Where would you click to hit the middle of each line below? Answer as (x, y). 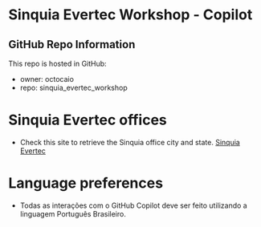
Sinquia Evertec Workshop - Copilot (130, 15)
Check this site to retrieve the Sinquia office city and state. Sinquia (130, 142)
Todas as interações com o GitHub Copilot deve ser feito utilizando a (133, 205)
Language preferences (86, 183)
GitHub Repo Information (72, 45)
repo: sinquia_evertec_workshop (74, 87)
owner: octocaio (47, 79)
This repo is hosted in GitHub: (57, 63)
